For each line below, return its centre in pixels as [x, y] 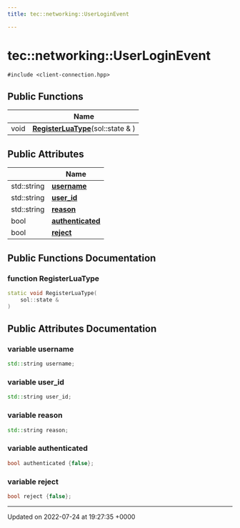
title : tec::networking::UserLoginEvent [69, 14]
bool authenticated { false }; [51, 463]
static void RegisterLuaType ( [52, 293]
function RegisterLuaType [54, 278]
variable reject [33, 482]
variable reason [35, 415]
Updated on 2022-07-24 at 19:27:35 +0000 [71, 517]
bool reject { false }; [40, 496]
